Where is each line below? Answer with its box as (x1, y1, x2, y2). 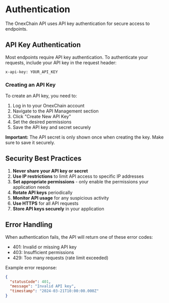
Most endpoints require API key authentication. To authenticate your (5, 54, 149, 60)
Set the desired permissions (12, 119, 72, 125)
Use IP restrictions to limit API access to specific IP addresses (12, 173, 144, 179)
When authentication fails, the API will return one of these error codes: (5, 234, 153, 240)
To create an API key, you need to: (5, 93, 77, 99)
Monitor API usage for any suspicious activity (12, 195, 109, 201)
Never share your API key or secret (12, 168, 88, 174)
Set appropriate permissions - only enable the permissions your (12, 178, 149, 184)
